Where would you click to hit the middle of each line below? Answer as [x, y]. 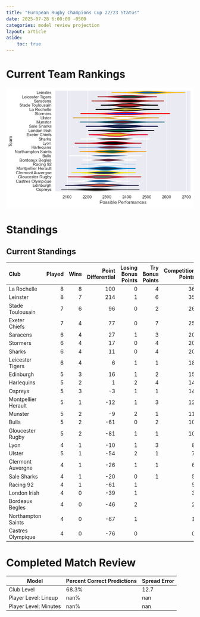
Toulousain [22, 312]
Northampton [25, 516]
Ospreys [19, 391]
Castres [18, 530]
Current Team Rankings [66, 74]
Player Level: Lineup [33, 598]
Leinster [19, 297]
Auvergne [21, 468]
